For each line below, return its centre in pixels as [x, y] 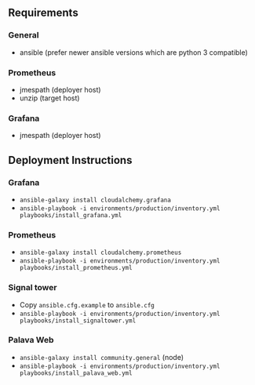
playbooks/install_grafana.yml [71, 215]
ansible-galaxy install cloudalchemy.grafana [95, 200]
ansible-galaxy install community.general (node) [102, 357]
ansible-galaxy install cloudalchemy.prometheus [100, 253]
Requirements [43, 13]
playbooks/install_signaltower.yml [78, 321]
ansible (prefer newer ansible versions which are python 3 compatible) [134, 52]
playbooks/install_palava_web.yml [76, 373]
